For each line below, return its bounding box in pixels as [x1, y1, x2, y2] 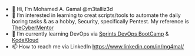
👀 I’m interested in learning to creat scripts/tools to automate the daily [11, 12, 181, 19]
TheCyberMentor [11, 24, 54, 31]
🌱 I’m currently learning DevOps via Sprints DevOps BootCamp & [11, 30, 169, 37]
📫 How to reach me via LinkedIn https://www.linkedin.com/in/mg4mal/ [11, 43, 184, 50]
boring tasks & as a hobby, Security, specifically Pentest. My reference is [11, 18, 189, 24]
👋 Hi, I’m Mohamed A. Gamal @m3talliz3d [11, 6, 113, 12]
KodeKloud [11, 37, 39, 43]
